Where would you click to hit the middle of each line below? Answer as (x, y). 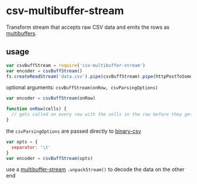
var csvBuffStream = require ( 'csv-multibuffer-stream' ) (76, 65)
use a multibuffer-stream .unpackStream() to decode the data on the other (95, 169)
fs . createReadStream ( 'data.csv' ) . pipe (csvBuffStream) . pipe (80, 76)
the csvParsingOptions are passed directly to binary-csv (74, 131)
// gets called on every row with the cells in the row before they (97, 115)
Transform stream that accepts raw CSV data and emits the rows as (88, 27)
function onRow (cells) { (36, 109)
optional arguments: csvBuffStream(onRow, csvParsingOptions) (82, 88)
